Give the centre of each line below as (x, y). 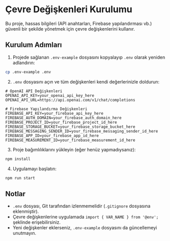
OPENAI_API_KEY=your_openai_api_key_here (50, 95)
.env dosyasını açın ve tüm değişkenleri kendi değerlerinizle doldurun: (86, 82)
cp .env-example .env (28, 72)
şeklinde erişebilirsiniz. (37, 222)
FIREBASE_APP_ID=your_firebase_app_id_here (52, 136)
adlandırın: (24, 63)
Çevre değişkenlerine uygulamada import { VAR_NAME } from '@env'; (86, 217)
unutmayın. (24, 233)
